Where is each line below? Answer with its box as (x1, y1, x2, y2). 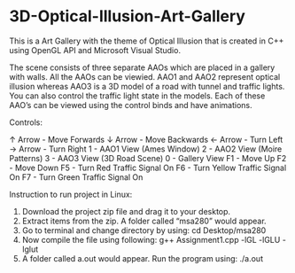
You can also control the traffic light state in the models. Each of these (9, 90, 266, 101)
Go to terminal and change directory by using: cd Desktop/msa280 (21, 224, 267, 236)
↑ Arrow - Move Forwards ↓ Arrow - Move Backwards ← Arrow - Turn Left (9, 134, 283, 144)
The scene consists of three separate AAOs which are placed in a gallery (9, 62, 276, 73)
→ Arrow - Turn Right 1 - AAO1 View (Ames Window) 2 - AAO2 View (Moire (9, 144, 283, 154)
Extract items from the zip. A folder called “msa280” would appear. (21, 215, 268, 226)
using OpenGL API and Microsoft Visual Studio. (9, 44, 182, 55)
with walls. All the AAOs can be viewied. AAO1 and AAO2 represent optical (9, 71, 281, 82)
